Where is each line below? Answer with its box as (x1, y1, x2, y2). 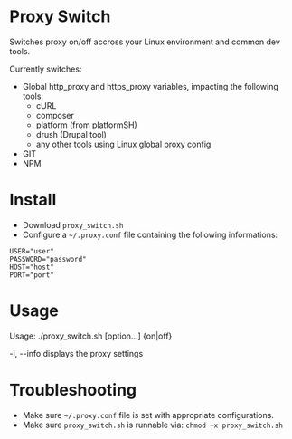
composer (35, 110, 75, 120)
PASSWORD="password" (9, 254, 88, 263)
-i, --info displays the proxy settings (9, 348, 144, 358)
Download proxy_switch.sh (22, 219, 124, 230)
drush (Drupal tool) (35, 129, 107, 139)
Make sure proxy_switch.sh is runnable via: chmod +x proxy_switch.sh (22, 419, 283, 430)
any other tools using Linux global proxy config (35, 138, 212, 149)
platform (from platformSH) (35, 119, 137, 130)
